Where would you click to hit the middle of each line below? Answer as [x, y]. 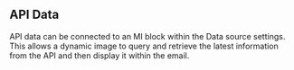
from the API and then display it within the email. [100, 55]
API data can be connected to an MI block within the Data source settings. [147, 36]
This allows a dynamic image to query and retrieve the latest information [144, 46]
